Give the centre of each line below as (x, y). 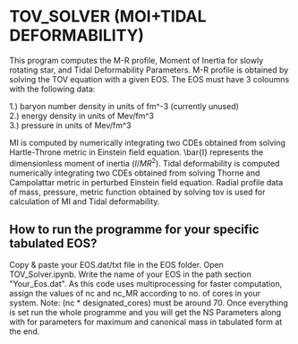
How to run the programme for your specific (134, 229)
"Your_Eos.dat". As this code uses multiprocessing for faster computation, (146, 284)
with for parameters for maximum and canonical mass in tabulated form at (146, 322)
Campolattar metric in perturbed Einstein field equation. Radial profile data (146, 182)
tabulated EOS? (53, 243)
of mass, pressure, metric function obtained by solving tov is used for (137, 192)
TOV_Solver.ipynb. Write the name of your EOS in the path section (131, 274)
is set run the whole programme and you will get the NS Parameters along (145, 313)
